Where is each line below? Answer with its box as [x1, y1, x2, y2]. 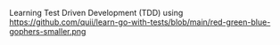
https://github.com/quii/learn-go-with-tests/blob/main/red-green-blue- [9, 17, 271, 27]
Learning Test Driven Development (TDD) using [9, 8, 184, 18]
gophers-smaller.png [9, 26, 86, 36]
